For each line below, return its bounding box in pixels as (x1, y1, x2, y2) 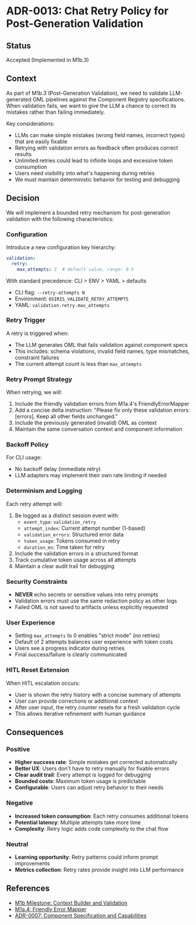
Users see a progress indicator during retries (14, 645, 125, 652)
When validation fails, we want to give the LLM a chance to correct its (6, 102, 176, 109)
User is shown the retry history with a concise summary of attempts (14, 691, 181, 698)
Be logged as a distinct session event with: (14, 511, 120, 519)
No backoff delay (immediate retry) (14, 465, 101, 473)
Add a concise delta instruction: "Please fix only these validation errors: (14, 406, 190, 414)
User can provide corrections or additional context (14, 697, 138, 704)
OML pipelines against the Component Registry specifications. (32, 95, 186, 103)
